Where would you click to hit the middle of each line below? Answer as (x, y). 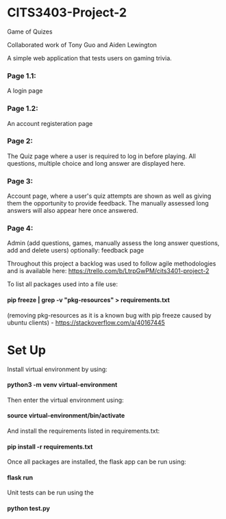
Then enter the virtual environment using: (66, 400)
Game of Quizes (30, 31)
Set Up (27, 350)
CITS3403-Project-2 (67, 13)
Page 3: (20, 181)
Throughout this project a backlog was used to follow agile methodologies (112, 264)
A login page (25, 91)
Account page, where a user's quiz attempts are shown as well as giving (109, 196)
